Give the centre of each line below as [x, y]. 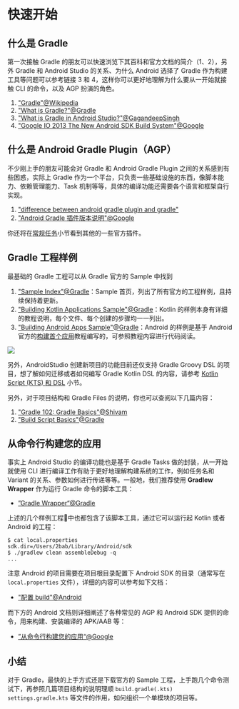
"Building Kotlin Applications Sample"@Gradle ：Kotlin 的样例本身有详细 [123, 309]
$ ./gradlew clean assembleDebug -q [62, 553]
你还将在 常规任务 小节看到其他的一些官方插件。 [76, 233]
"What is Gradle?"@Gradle [57, 110]
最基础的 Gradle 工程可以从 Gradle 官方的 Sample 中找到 [90, 276]
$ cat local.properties [43, 540]
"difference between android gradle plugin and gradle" [98, 209]
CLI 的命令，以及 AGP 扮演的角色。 [67, 89]
